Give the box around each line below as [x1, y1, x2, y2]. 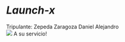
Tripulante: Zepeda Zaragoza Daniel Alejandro [6, 23, 119, 30]
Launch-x [6, 4, 55, 17]
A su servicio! [13, 30, 48, 37]
